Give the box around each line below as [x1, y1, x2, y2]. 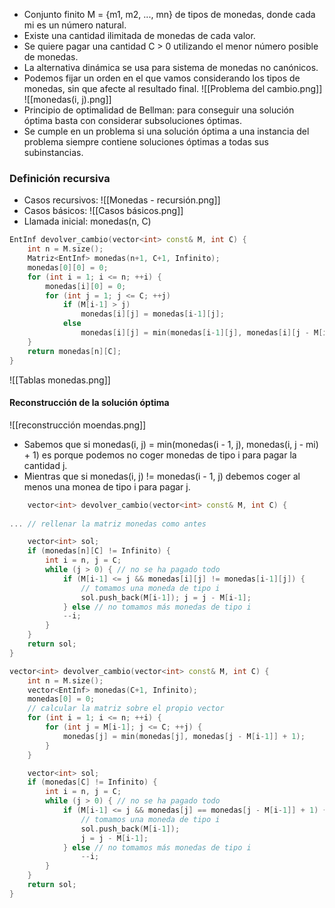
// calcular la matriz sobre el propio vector [27, 704, 225, 714]
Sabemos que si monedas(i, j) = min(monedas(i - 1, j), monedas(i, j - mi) [23, 438, 319, 450]
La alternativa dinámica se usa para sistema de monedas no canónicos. [23, 62, 319, 73]
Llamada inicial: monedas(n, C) [23, 215, 152, 228]
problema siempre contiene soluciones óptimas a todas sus [23, 136, 269, 148]
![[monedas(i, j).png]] [23, 94, 112, 105]
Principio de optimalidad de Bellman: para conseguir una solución [23, 104, 295, 116]
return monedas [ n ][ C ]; [27, 346, 122, 356]
